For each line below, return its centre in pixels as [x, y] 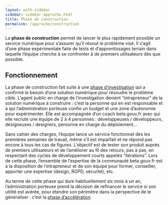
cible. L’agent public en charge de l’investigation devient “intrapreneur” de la [84, 98]
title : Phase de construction [37, 19]
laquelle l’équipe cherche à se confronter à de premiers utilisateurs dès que [83, 54]
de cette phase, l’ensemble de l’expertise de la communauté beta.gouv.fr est [84, 161]
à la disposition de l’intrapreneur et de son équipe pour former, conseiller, [81, 166]
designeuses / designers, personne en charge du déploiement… [71, 125]
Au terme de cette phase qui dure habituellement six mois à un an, [73, 181]
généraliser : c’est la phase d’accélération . [48, 197]
